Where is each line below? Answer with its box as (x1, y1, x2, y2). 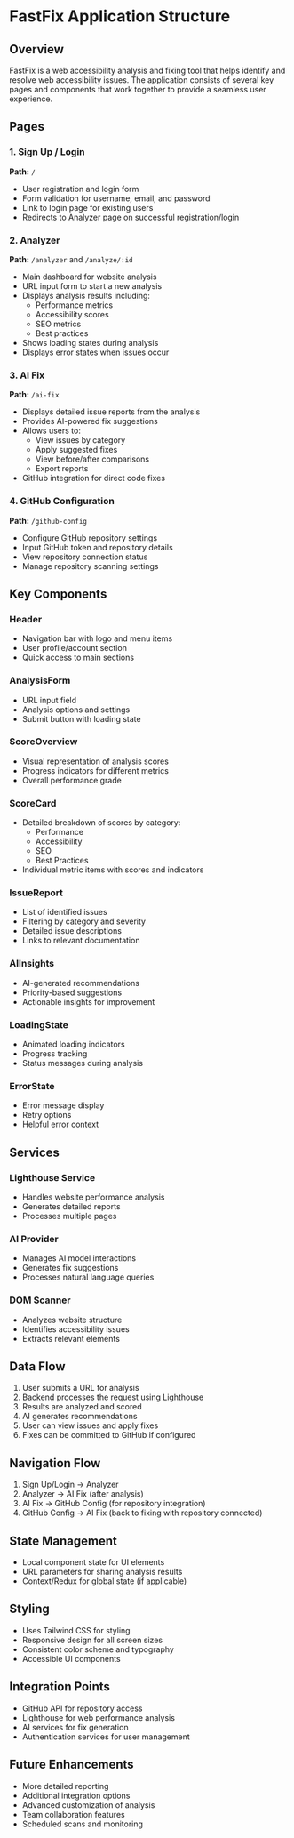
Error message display (21, 1100, 105, 1111)
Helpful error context (21, 1119, 99, 1130)
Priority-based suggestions (21, 987, 123, 998)
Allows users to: (21, 425, 82, 437)
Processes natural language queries (21, 1272, 155, 1282)
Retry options (21, 1110, 72, 1120)
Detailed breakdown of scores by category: (21, 817, 181, 828)
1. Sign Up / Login (9, 146, 86, 158)
